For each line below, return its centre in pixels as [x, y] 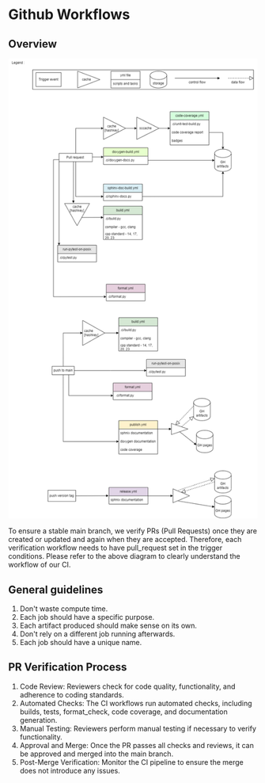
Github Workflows [69, 15]
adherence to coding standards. [72, 694]
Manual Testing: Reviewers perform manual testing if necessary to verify [138, 728]
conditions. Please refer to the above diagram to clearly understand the [125, 556]
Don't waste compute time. [64, 609]
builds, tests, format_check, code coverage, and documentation [123, 712]
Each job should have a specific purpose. [87, 617]
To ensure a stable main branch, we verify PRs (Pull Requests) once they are [133, 531]
